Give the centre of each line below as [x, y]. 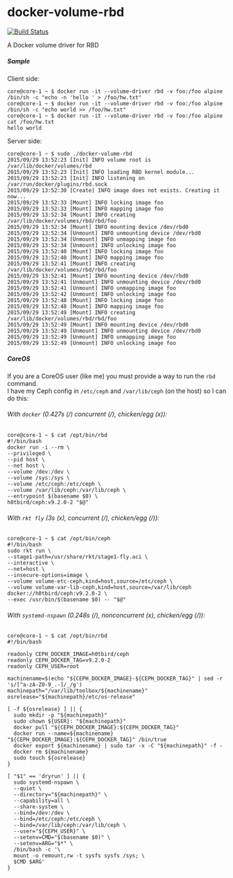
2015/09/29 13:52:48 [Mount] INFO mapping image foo [85, 306]
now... [17, 196]
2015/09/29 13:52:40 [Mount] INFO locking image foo [85, 251]
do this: [18, 398]
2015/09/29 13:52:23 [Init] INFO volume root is [79, 160]
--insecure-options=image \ [48, 575]
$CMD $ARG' [29, 862]
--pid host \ [26, 460]
